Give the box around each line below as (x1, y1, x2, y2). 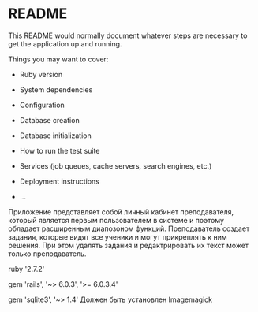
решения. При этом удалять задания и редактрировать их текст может (8, 240, 249, 250)
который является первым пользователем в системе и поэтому (8, 215, 225, 225)
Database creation (19, 115, 80, 124)
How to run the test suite (19, 146, 100, 155)
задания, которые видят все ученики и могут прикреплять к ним (8, 232, 227, 241)
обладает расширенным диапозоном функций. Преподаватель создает (8, 224, 250, 233)
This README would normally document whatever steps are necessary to (8, 31, 248, 40)
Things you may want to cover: (8, 54, 109, 64)
